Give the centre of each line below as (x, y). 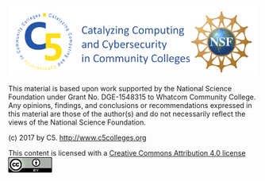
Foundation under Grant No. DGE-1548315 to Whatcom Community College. (132, 97)
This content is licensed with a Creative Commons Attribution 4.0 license (127, 152)
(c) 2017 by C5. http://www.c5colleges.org (77, 137)
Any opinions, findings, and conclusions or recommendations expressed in (130, 105)
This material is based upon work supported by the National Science (120, 88)
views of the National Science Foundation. (77, 122)
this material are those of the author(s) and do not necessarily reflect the (127, 114)
